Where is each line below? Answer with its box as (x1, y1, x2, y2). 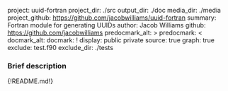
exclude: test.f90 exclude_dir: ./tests (7, 44, 113, 51)
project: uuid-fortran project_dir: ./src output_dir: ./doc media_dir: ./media (7, 6, 222, 14)
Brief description (7, 61, 67, 71)
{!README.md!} (7, 77, 54, 85)
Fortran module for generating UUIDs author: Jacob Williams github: (7, 21, 206, 29)
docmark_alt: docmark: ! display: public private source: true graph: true (7, 36, 215, 44)
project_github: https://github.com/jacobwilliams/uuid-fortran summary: (7, 13, 217, 22)
